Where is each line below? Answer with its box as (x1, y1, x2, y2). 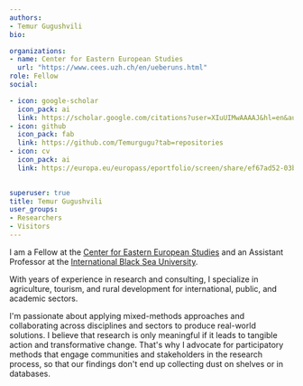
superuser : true (9, 188, 70, 197)
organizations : (9, 46, 67, 55)
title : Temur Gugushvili (9, 196, 103, 206)
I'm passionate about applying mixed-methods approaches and (9, 310, 245, 321)
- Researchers (9, 213, 63, 222)
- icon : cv (9, 146, 50, 156)
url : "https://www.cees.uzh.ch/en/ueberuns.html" (17, 63, 207, 72)
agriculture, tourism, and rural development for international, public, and (9, 283, 278, 294)
